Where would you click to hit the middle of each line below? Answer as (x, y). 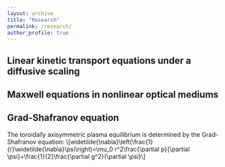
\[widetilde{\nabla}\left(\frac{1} (109, 142)
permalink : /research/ (39, 26)
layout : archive (30, 13)
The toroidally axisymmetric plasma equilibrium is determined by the (104, 134)
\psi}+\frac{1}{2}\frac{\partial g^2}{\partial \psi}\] (76, 156)
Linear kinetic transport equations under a (99, 60)
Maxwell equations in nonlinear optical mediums (113, 94)
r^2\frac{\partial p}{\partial (152, 149)
